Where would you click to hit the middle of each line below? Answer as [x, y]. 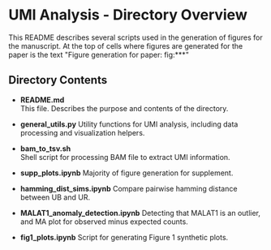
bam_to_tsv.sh [45, 149]
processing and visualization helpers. [82, 132]
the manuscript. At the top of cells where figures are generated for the [126, 45]
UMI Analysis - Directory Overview [128, 15]
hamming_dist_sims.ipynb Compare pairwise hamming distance [129, 188]
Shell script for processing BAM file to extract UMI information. [125, 157]
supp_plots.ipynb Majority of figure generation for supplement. [127, 173]
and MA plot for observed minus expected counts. [104, 222]
